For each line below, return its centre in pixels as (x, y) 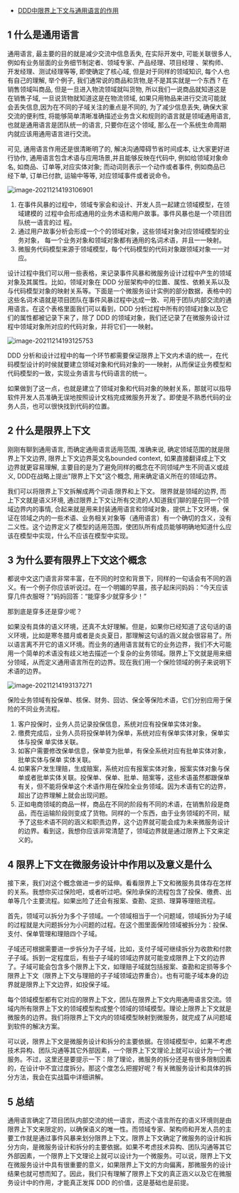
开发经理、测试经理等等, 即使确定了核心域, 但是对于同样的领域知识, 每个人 (116, 71)
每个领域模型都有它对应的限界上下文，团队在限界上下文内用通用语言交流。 (116, 1000)
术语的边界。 (26, 671)
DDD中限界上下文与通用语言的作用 (68, 10)
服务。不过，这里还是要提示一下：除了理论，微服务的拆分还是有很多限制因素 (119, 1059)
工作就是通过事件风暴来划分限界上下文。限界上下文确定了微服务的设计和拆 (122, 1138)
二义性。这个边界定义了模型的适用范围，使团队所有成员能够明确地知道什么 (116, 526)
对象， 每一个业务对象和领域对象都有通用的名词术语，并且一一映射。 (124, 240)
